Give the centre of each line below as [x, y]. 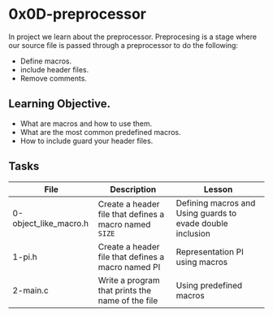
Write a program [129, 280]
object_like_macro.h [51, 223]
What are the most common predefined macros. [100, 132]
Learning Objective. [60, 104]
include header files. [54, 69]
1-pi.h [25, 257]
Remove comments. [54, 78]
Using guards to [206, 213]
